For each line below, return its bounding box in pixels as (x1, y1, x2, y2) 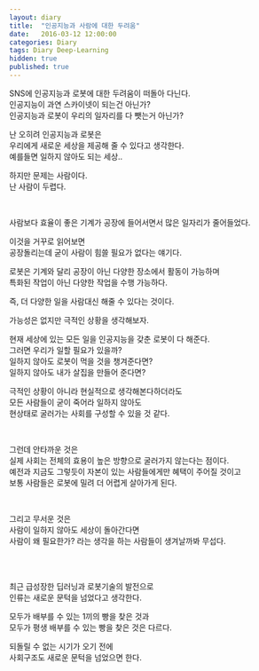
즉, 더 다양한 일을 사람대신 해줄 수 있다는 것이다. (9, 296, 175, 306)
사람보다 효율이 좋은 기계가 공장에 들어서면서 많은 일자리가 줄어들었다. (9, 217, 251, 227)
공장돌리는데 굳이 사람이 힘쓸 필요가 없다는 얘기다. (9, 247, 183, 257)
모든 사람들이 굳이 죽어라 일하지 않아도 (9, 397, 142, 407)
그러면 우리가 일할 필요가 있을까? (9, 344, 122, 355)
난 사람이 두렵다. (9, 181, 67, 192)
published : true (9, 63, 69, 72)
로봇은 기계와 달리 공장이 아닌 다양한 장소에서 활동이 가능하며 (9, 265, 220, 276)
